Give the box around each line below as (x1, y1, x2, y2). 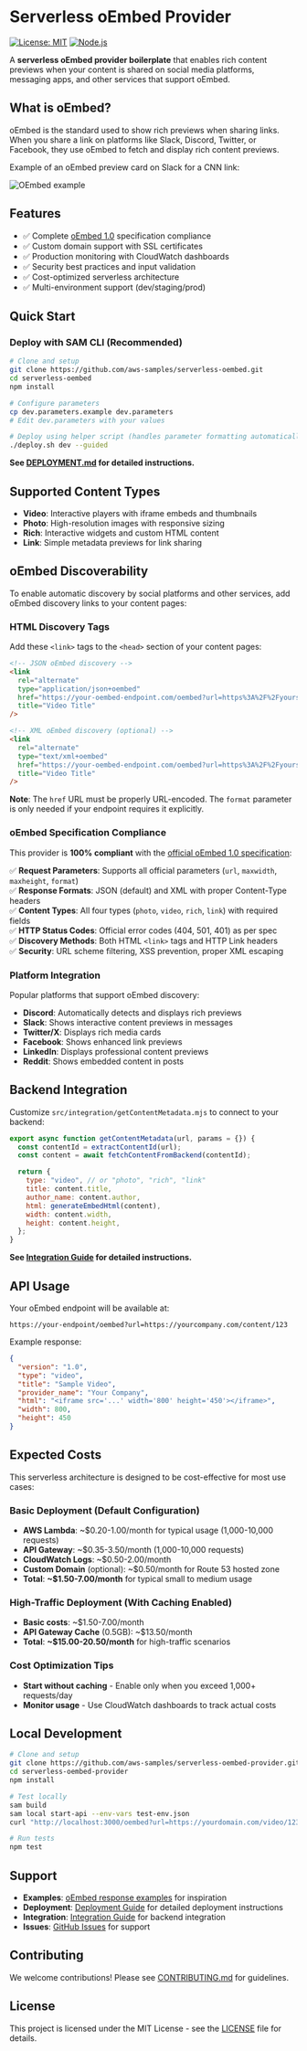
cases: (9, 1481, 35, 1492)
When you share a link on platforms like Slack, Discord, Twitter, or (9, 134, 257, 145)
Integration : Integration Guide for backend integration (22, 1911, 227, 1922)
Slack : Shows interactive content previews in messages (22, 1016, 233, 1027)
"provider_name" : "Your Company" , (17, 1387, 149, 1397)
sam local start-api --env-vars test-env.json (9, 1809, 190, 1818)
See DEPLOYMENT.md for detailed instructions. (9, 457, 195, 468)
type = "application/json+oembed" (17, 684, 142, 694)
